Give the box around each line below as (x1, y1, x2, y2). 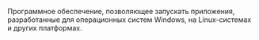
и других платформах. (7, 24, 82, 32)
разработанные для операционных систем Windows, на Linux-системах (7, 15, 252, 24)
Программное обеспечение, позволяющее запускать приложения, (7, 7, 235, 16)
